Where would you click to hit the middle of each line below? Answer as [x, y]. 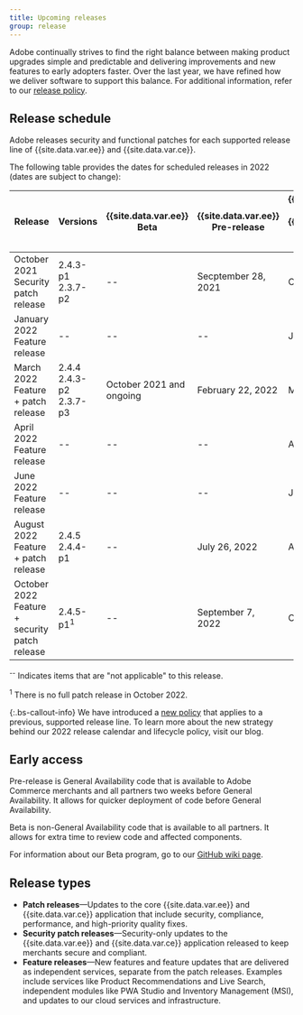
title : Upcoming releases [58, 18]
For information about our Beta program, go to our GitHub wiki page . [136, 854]
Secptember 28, [231, 276]
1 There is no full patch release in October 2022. [98, 694]
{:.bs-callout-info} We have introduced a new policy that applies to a [136, 712]
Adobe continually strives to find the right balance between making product [150, 51]
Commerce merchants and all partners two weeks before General [131, 791]
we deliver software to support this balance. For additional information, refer [151, 80]
